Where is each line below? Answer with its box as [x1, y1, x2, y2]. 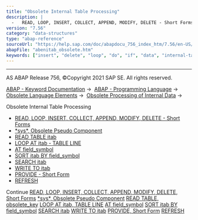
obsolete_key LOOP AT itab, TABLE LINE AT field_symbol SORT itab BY [6, 201, 178, 208]
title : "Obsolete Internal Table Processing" [6, 8, 120, 15]
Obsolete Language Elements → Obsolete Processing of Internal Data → [6, 92, 183, 99]
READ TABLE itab [14, 133, 57, 140]
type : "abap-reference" [6, 36, 65, 42]
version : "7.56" [6, 25, 46, 31]
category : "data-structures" [6, 31, 78, 36]
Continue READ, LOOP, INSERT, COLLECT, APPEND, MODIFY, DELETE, [6, 188, 178, 195]
